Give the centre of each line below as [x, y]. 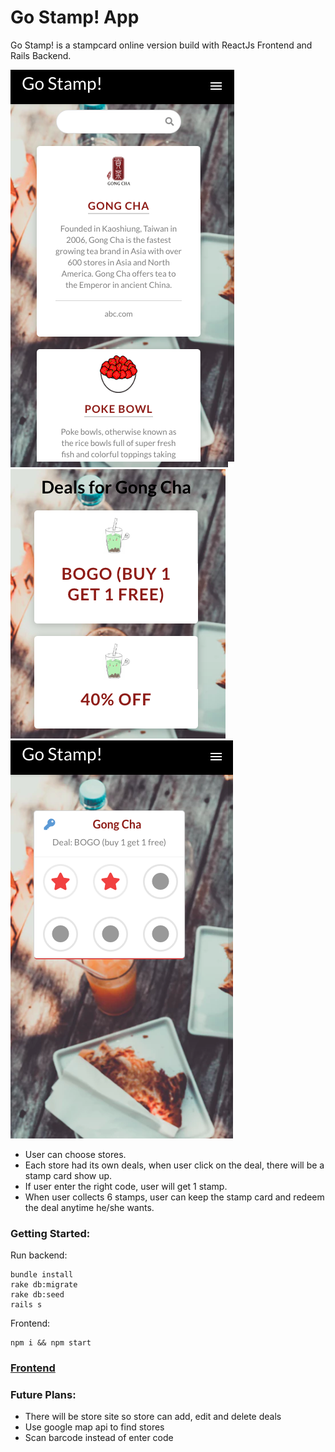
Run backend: [39, 1255]
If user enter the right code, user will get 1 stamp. [126, 1186]
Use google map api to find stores [94, 1427]
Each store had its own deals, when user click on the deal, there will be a [174, 1165]
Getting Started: [50, 1233]
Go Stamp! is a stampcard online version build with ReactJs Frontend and [161, 45]
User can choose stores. [75, 1154]
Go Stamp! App [75, 17]
